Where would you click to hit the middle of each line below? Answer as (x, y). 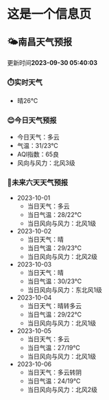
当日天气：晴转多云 (54, 305)
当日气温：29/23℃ (54, 248)
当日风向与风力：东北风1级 (65, 289)
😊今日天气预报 (32, 120)
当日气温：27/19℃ (53, 347)
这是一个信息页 (49, 14)
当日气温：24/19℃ (54, 381)
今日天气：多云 (38, 137)
